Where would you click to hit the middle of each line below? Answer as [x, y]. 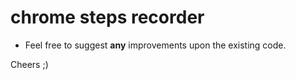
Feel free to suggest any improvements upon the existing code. [155, 45]
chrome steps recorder [107, 17]
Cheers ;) [29, 64]
